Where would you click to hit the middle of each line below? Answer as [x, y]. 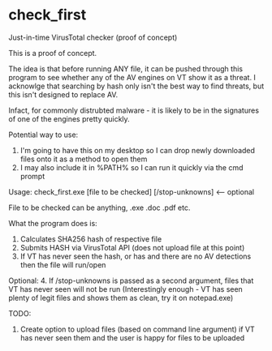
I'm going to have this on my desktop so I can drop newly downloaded [138, 150]
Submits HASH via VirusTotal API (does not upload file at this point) [132, 247]
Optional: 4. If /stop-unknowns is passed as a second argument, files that [131, 280]
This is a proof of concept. [53, 53]
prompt [32, 176]
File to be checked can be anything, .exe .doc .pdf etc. [99, 208]
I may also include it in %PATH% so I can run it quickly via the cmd [132, 167]
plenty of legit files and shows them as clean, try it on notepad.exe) [121, 297]
